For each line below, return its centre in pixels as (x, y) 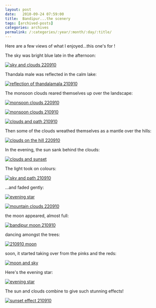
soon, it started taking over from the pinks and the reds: (61, 253)
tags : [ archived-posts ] (29, 23)
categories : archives (27, 28)
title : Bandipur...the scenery (38, 18)
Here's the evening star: (29, 272)
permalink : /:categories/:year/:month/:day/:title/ (58, 32)
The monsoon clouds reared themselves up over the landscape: (69, 93)
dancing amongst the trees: (33, 235)
